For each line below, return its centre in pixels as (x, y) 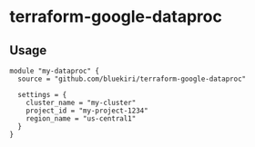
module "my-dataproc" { (55, 71)
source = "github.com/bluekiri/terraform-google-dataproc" (132, 79)
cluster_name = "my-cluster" (81, 103)
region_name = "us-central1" (81, 119)
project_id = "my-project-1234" (87, 111)
